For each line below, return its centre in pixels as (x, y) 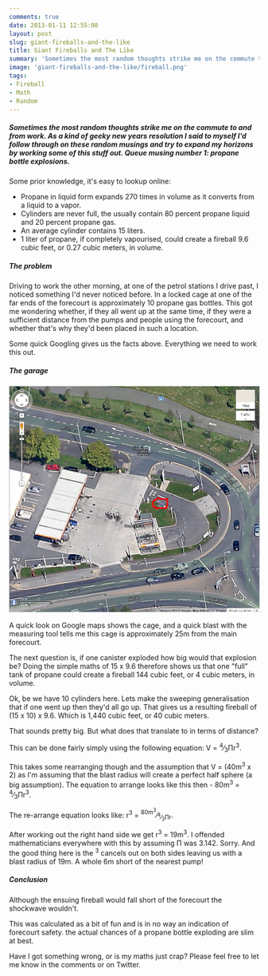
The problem (31, 266)
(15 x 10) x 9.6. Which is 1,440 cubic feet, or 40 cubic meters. (109, 716)
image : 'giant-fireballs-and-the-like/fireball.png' (98, 68)
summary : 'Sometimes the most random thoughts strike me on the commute (132, 59)
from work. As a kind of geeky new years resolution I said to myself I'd (128, 136)
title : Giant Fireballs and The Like (72, 51)
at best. (21, 940)
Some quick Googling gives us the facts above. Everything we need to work (133, 344)
